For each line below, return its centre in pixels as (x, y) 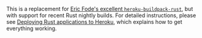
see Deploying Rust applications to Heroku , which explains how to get (94, 22)
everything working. (32, 28)
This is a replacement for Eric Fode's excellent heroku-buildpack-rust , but (100, 9)
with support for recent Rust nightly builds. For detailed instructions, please (101, 15)
